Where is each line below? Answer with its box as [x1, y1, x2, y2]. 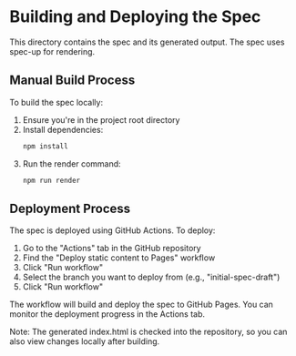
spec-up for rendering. [9, 46, 96, 56]
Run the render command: [22, 158, 121, 169]
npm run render [22, 176, 81, 185]
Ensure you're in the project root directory [22, 114, 180, 125]
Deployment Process [9, 200, 131, 216]
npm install [22, 141, 68, 151]
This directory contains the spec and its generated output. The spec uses [9, 36, 285, 47]
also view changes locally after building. [9, 336, 160, 347]
